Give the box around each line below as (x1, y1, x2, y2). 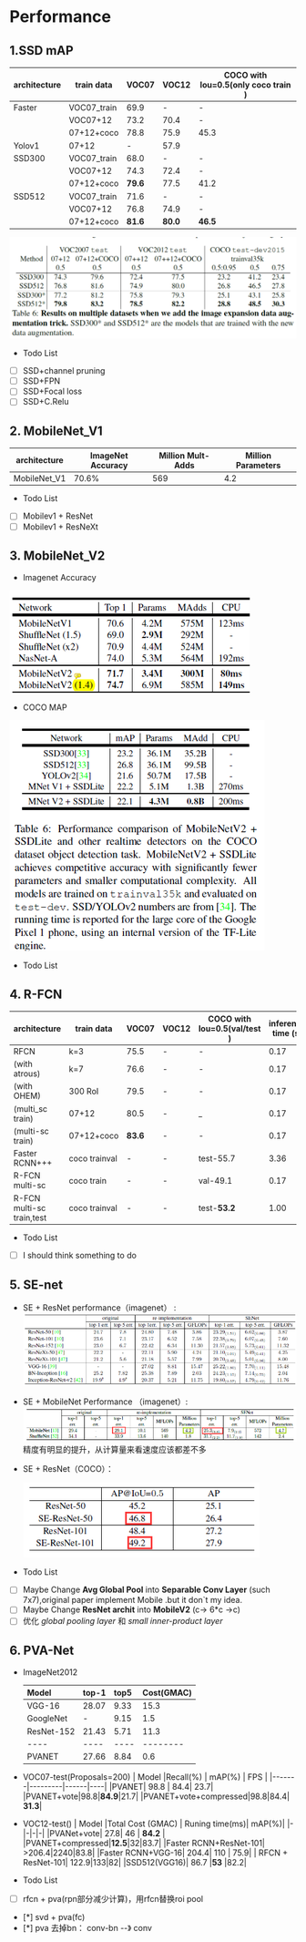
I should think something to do (22, 1250, 137, 1261)
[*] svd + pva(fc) (22, 1911, 86, 1922)
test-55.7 (198, 1153, 236, 1164)
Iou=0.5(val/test (198, 1022, 261, 1033)
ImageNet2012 (22, 1667, 78, 1678)
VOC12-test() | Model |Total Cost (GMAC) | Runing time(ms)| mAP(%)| (22, 1818, 285, 1829)
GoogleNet (26, 1713, 68, 1724)
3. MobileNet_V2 (9, 548, 106, 563)
